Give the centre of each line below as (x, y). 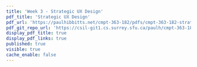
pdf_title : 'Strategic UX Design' (48, 17)
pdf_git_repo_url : (28, 28)
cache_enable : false (31, 55)
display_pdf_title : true (36, 33)
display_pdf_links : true (36, 38)
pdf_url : (17, 22)
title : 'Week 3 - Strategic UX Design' (55, 11)
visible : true (23, 50)
